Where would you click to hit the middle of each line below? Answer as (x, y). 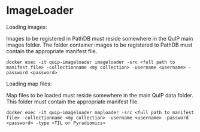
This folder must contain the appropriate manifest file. (72, 102)
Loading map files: (29, 84)
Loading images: (27, 27)
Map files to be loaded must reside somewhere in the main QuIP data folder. (100, 95)
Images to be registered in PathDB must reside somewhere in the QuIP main (100, 38)
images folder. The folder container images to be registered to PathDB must (99, 45)
